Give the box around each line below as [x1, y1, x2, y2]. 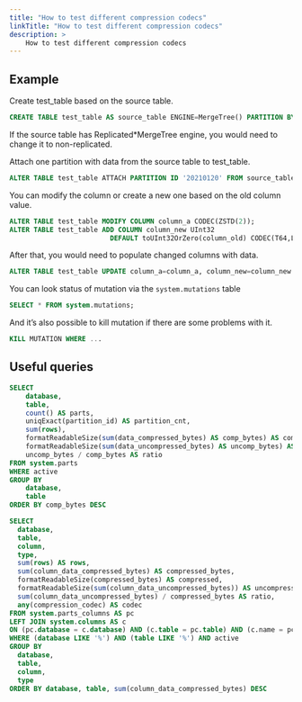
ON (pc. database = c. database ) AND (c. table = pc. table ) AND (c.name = [9, 625, 283, 634]
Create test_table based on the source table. [9, 95, 173, 106]
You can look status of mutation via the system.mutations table [9, 283, 241, 294]
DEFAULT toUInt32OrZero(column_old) [109, 233, 247, 243]
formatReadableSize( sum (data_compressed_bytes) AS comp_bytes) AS [25, 434, 280, 443]
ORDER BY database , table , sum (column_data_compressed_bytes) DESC [9, 684, 268, 693]
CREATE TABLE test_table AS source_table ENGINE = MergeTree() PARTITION [9, 113, 283, 122]
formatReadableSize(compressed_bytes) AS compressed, [17, 575, 223, 585]
